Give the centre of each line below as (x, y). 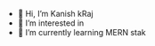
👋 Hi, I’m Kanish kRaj (55, 14)
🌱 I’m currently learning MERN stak (82, 32)
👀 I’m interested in (51, 23)
